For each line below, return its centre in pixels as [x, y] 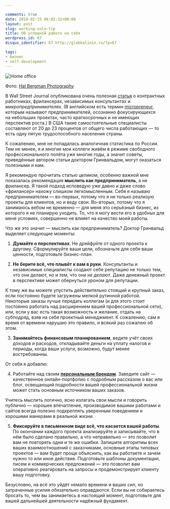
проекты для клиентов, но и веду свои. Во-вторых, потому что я [75, 202]
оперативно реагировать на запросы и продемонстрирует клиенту [86, 469]
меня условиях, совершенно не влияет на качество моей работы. [77, 218]
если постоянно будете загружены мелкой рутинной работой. [73, 295]
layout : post [19, 24]
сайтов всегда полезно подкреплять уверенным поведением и [74, 411]
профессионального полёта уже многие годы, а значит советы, [74, 154]
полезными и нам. [25, 165]
